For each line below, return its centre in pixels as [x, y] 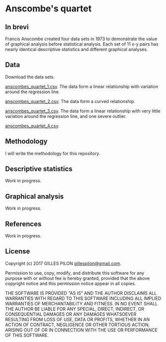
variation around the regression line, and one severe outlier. [66, 116]
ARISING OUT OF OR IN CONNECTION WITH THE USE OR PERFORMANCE [81, 330]
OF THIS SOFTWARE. [27, 335]
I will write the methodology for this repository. [53, 153]
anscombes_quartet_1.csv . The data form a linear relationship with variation [82, 86]
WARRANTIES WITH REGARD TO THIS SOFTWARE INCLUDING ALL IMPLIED [83, 298]
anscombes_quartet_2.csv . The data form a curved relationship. [70, 101]
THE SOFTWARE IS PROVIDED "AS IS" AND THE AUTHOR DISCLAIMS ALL [81, 293]
